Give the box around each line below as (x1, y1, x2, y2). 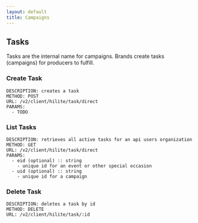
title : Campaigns (6, 14, 50, 20)
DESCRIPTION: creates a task (6, 88, 79, 94)
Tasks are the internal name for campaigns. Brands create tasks (6, 52, 164, 60)
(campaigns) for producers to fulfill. (6, 59, 94, 66)
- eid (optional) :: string (11, 157, 82, 163)
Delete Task (6, 187, 42, 196)
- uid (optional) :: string (11, 168, 82, 174)
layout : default (6, 8, 47, 15)
